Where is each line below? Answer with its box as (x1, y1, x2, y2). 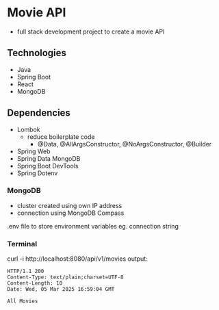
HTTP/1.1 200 (7, 268, 44, 275)
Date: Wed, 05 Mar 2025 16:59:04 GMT (7, 286, 115, 293)
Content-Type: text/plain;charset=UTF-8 (7, 274, 125, 281)
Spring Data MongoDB (16, 154, 81, 162)
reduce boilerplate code (27, 132, 95, 141)
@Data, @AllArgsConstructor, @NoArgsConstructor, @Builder (37, 140, 212, 148)
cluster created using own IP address (16, 201, 123, 209)
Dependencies (7, 107, 70, 119)
